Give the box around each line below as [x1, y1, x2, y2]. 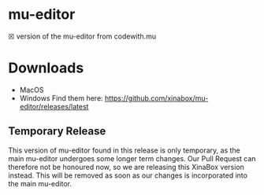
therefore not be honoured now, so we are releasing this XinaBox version [8, 162, 244, 171]
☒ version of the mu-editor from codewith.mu [8, 31, 156, 41]
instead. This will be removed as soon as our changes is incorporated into [8, 171, 248, 180]
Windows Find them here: [19, 93, 104, 103]
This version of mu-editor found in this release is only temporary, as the [8, 145, 240, 155]
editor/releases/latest [19, 101, 89, 111]
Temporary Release [8, 124, 106, 138]
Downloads [8, 59, 84, 77]
